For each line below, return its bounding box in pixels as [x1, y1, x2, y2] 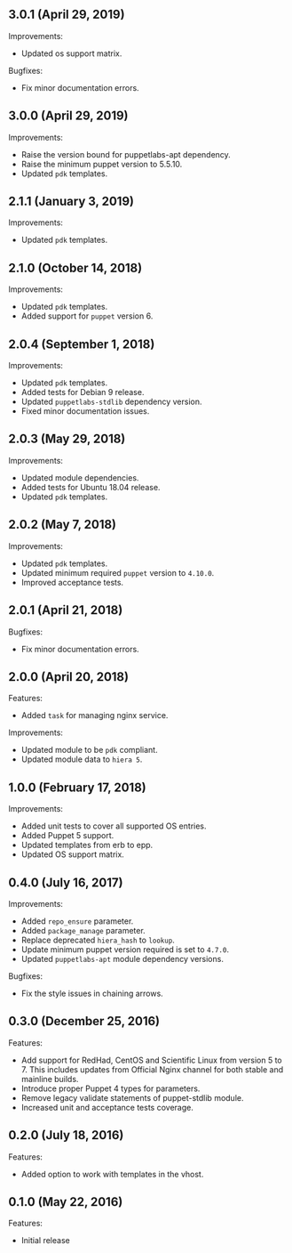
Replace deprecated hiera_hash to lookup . [20, 934, 175, 945]
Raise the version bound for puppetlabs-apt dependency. [20, 149, 232, 159]
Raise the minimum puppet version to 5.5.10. [20, 158, 183, 169]
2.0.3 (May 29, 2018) [8, 432, 126, 447]
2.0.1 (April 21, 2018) [8, 602, 123, 618]
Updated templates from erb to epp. [20, 840, 154, 851]
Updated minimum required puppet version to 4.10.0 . [20, 567, 215, 578]
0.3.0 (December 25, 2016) [8, 1014, 161, 1029]
